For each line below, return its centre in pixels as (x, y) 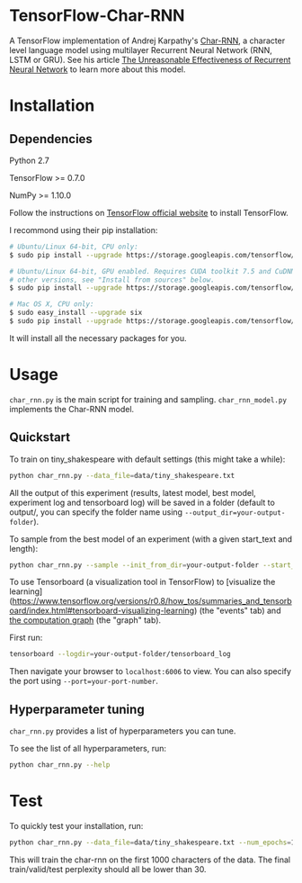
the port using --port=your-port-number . (84, 681)
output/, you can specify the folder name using (96, 512)
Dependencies (51, 139)
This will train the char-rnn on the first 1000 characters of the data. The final (150, 860)
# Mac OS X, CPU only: (52, 304)
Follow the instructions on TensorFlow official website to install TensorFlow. (149, 212)
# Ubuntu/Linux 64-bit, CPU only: (74, 247)
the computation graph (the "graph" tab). (85, 620)
